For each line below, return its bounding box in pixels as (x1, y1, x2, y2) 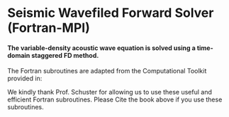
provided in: (7, 74, 43, 82)
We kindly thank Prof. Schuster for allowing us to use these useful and (7, 88, 213, 97)
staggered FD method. (31, 51, 99, 59)
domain (7, 51, 30, 59)
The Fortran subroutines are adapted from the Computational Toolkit (7, 67, 207, 75)
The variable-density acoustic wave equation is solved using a (7, 44, 196, 52)
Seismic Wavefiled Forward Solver (7, 5, 214, 21)
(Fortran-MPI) (7, 20, 91, 36)
